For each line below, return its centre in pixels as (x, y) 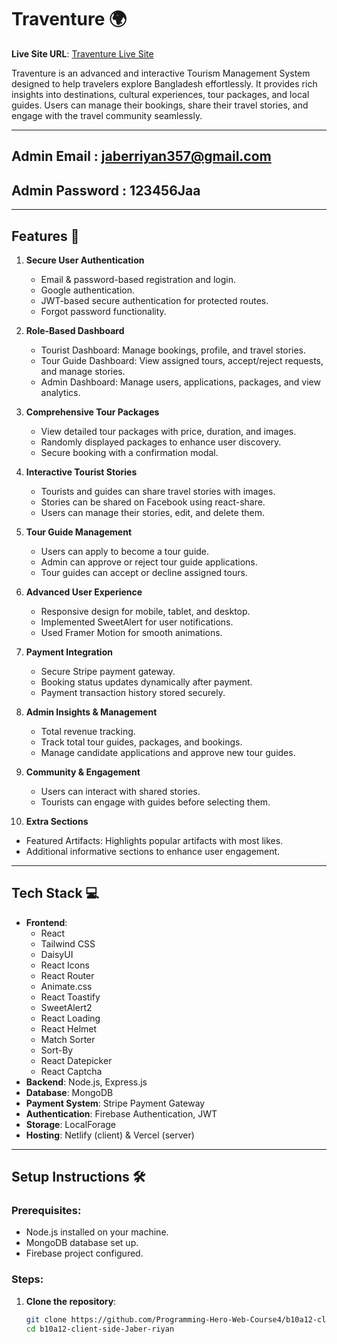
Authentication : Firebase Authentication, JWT (121, 1113)
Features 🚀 (45, 236)
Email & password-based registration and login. (138, 279)
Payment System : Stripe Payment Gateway (115, 1103)
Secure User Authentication (85, 260)
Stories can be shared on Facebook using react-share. (153, 502)
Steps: (27, 1279)
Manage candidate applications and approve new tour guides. (168, 752)
